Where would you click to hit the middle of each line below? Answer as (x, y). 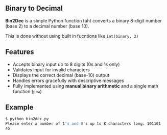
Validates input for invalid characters (51, 70)
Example (19, 107)
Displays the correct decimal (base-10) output (61, 75)
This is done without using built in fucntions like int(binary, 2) (72, 36)
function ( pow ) (27, 91)
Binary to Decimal (34, 8)
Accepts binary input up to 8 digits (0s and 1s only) (66, 64)
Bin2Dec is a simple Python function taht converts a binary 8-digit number (83, 20)
